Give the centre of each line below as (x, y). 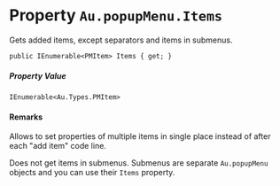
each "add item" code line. (58, 146)
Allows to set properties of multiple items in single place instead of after (140, 136)
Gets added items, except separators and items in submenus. (121, 40)
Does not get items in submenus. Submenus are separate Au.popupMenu (139, 163)
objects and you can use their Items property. (92, 173)
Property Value (38, 75)
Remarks (26, 117)
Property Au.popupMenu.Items (116, 15)
